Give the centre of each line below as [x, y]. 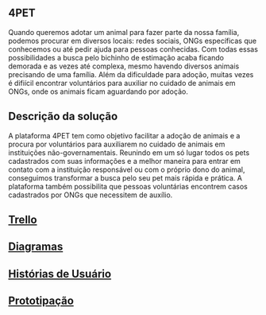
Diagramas [36, 247]
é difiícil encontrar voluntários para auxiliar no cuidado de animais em [122, 83]
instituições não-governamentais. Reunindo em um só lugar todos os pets [129, 152]
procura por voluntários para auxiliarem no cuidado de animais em [117, 144]
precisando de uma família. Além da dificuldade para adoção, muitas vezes [131, 74]
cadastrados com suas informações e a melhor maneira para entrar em [124, 161]
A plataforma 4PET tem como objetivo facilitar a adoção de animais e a [124, 135]
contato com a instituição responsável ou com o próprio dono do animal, [127, 169]
